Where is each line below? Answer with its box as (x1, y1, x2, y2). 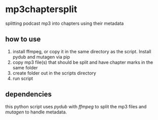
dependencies (5, 90, 52, 99)
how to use (5, 35, 41, 44)
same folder (12, 64, 38, 70)
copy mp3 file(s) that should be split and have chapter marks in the (12, 59, 153, 65)
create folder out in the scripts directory (12, 70, 97, 76)
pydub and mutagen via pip (12, 54, 70, 60)
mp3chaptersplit (5, 4, 77, 15)
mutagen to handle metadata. (5, 109, 67, 115)
